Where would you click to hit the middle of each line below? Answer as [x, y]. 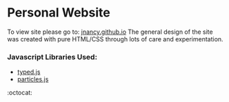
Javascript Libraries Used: [52, 57]
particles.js [33, 79]
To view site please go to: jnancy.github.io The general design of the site [110, 32]
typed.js [29, 72]
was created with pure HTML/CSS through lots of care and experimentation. [115, 39]
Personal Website [59, 13]
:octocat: [20, 93]
